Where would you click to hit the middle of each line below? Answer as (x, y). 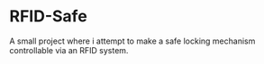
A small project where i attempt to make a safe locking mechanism (132, 41)
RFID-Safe (48, 16)
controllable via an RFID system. (69, 50)
